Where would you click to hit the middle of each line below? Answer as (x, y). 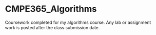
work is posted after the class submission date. (52, 27)
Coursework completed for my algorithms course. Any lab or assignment (78, 22)
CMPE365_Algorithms (51, 9)
